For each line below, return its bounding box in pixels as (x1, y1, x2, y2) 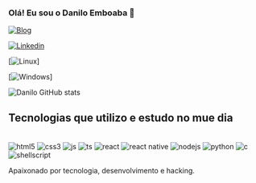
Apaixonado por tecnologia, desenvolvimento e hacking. (8, 165, 196, 175)
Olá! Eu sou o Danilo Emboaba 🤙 (8, 7, 135, 18)
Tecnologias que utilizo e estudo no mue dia (8, 111, 233, 124)
